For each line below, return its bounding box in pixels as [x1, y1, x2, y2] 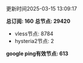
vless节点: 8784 [14, 30, 54, 37]
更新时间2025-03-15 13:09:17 [6, 5, 78, 12]
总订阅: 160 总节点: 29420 [6, 18, 71, 25]
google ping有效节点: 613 [6, 50, 69, 57]
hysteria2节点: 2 [14, 38, 54, 44]
